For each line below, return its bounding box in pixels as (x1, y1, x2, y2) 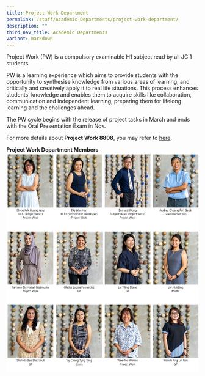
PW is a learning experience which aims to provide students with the (6, 72, 179, 79)
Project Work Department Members (6, 146, 99, 153)
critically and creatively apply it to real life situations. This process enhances (6, 84, 198, 92)
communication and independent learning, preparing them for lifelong (6, 98, 182, 105)
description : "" (6, 23, 48, 29)
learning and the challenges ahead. (6, 104, 95, 111)
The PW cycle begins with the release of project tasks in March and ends (6, 116, 190, 123)
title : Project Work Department (6, 10, 88, 16)
